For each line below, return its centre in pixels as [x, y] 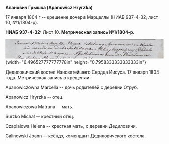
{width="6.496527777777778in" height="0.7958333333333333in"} [76, 62]
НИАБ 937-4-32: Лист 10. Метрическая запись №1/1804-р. [70, 32]
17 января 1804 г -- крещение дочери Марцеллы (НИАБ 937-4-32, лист [82, 17]
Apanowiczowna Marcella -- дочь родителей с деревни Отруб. [72, 87]
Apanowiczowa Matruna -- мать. [39, 106]
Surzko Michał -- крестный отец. [40, 116]
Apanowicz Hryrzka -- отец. [34, 97]
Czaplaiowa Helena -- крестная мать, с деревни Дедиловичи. [71, 126]
